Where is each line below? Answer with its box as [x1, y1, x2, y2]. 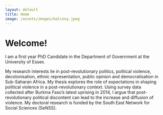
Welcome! [5, 37, 47, 49]
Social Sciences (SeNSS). [5, 105, 57, 111]
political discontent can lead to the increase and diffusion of [32, 94, 154, 101]
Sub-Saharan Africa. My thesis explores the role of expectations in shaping [5, 79, 157, 85]
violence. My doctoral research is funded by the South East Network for [5, 100, 150, 106]
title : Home [5, 12, 29, 17]
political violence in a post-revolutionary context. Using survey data [5, 84, 141, 90]
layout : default [5, 7, 38, 12]
